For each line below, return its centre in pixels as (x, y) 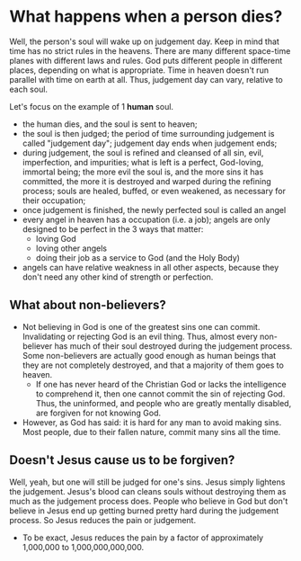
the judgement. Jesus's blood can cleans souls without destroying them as (148, 491)
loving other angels (71, 248)
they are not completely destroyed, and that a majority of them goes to (153, 365)
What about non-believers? (88, 305)
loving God (56, 238)
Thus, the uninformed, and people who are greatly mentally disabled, (164, 403)
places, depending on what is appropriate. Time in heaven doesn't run (139, 70)
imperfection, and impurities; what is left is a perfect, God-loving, (143, 162)
